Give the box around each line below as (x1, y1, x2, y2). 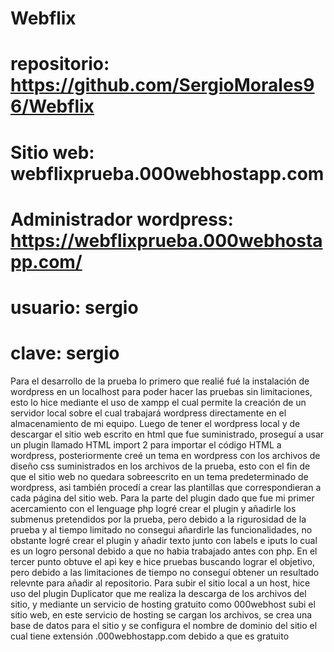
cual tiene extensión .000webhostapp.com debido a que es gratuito (10, 630, 290, 642)
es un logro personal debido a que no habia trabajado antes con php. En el (10, 545, 318, 557)
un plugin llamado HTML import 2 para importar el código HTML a (10, 438, 282, 451)
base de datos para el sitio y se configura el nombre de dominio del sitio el (10, 619, 318, 631)
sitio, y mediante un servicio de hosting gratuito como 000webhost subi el (10, 598, 316, 610)
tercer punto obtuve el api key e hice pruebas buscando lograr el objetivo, (10, 555, 315, 567)
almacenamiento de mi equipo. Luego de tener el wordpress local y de (10, 417, 301, 429)
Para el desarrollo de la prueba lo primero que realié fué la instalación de (10, 375, 310, 387)
